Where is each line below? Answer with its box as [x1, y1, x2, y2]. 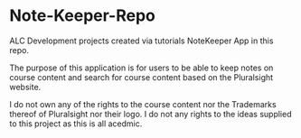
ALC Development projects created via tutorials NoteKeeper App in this [9, 35, 274, 46]
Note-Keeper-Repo [9, 5, 156, 26]
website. [9, 81, 42, 92]
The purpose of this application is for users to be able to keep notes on [9, 62, 274, 73]
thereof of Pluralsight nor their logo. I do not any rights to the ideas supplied [9, 108, 292, 119]
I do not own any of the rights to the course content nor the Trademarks [9, 98, 277, 109]
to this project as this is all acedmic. [9, 118, 143, 129]
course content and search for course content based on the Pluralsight [9, 71, 274, 82]
